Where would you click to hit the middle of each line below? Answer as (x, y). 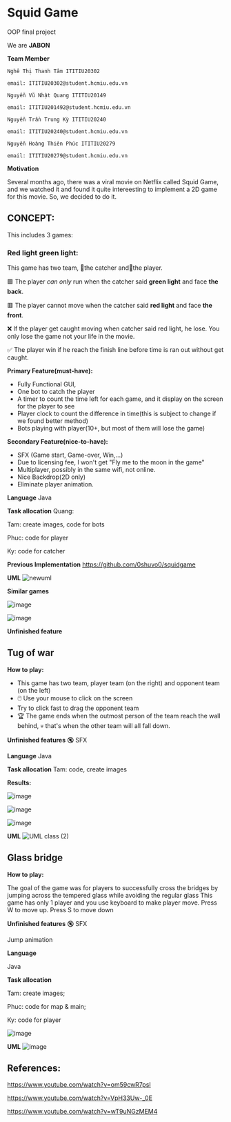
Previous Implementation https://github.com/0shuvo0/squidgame (101, 564)
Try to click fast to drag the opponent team (78, 708)
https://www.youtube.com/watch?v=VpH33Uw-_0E (80, 1098)
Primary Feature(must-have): (50, 371)
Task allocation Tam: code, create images (67, 769)
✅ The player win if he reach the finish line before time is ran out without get (115, 350)
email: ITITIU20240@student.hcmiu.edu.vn (68, 131)
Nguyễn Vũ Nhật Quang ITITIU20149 (57, 95)
